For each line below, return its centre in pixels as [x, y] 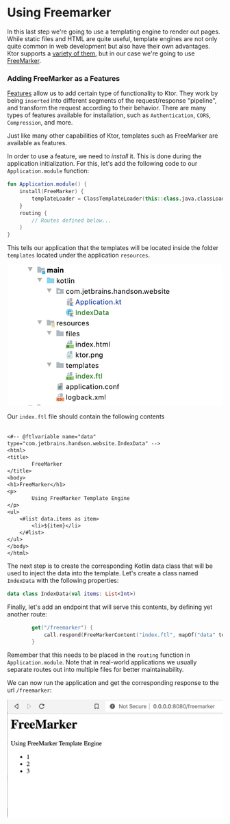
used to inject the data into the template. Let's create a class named [103, 573]
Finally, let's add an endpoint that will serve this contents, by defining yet [110, 607]
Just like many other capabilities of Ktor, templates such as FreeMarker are [113, 136]
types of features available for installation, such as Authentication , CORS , [109, 115]
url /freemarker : [29, 690]
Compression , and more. [40, 123]
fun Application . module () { [47, 184]
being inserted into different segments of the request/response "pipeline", [112, 101]
